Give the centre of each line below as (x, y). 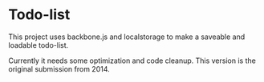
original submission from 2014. (59, 68)
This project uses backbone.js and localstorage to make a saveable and (127, 37)
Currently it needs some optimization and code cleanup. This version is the (132, 61)
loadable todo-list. (39, 45)
